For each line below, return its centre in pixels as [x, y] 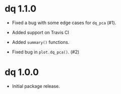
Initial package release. [36, 86]
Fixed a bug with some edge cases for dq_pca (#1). [64, 23]
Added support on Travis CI [40, 32]
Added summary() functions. [41, 42]
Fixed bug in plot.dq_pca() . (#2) [46, 52]
